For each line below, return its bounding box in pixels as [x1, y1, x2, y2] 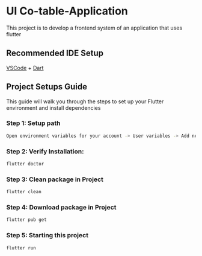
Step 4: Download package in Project [6, 203, 117, 211]
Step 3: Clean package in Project [6, 175, 104, 184]
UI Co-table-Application [6, 4, 128, 18]
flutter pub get [6, 217, 47, 223]
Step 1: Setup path [6, 119, 61, 127]
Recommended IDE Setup [6, 48, 104, 59]
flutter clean [6, 189, 42, 195]
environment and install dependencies [6, 104, 101, 111]
